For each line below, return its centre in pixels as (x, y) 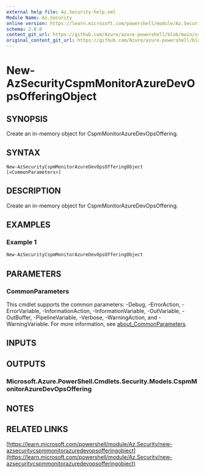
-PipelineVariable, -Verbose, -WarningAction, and (95, 317)
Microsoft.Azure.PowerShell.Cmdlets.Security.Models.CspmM (102, 381)
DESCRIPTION (34, 191)
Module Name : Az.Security (39, 18)
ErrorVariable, (24, 311)
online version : (27, 23)
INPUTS (21, 343)
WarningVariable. (28, 323)
